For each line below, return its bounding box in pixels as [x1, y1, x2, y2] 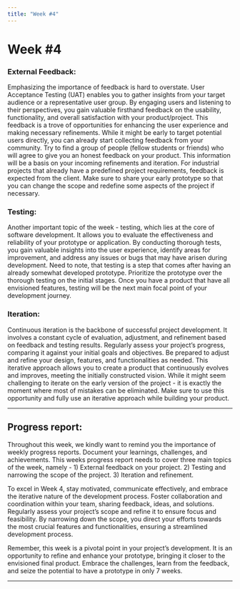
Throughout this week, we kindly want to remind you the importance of [7, 440, 216, 448]
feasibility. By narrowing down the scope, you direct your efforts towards [7, 515, 222, 523]
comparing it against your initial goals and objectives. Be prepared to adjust [7, 348, 230, 357]
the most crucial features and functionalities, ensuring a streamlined [7, 522, 208, 530]
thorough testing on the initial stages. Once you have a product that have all [7, 276, 230, 285]
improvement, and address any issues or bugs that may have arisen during [7, 253, 227, 262]
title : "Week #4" [7, 10, 59, 18]
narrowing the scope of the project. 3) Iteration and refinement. [7, 470, 194, 479]
